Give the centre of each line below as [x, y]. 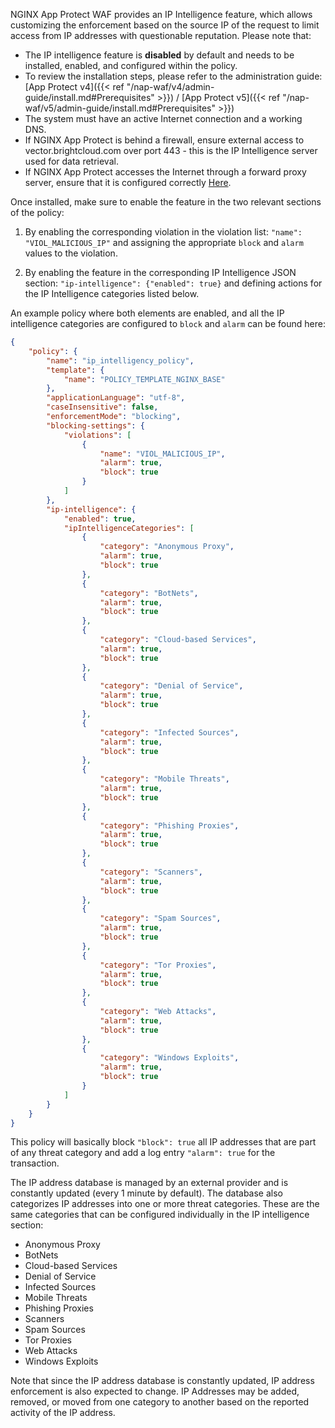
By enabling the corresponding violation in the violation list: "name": [163, 232]
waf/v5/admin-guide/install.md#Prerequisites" [120, 108]
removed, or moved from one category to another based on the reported [160, 1402]
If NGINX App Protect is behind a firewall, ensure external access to [164, 140]
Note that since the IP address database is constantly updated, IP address [162, 1381]
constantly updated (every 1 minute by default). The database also [146, 1193]
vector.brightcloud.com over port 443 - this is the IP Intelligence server [171, 150]
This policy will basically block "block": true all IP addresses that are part [163, 1142]
